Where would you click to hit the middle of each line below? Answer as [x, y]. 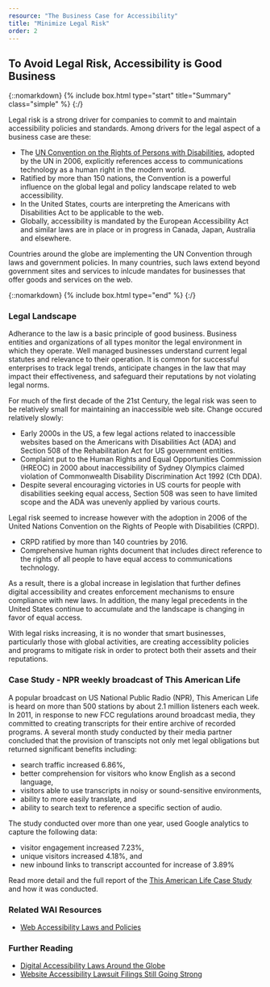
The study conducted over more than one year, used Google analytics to [129, 823]
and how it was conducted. [53, 889]
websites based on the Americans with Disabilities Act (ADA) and [128, 442]
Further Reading [41, 948]
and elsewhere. [46, 238]
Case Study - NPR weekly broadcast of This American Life [125, 680]
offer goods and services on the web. [71, 280]
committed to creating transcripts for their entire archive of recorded [122, 723]
